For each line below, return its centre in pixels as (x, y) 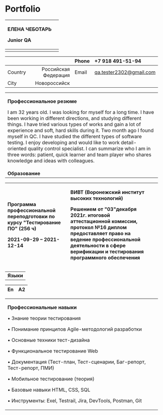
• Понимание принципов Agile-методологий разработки (75, 329)
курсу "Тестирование (34, 223)
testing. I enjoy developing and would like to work (64, 143)
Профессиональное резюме (42, 101)
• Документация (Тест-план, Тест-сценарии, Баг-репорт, (77, 362)
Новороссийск (52, 83)
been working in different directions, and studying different (74, 118)
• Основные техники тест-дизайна (49, 340)
